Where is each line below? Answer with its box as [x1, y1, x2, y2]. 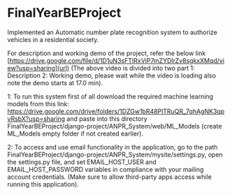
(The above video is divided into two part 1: [71, 64, 195, 72]
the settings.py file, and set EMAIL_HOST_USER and [7, 157, 157, 166]
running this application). [7, 180, 79, 188]
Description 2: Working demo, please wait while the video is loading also [7, 71, 217, 80]
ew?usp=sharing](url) [7, 64, 70, 72]
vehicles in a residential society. [7, 35, 99, 43]
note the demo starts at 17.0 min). [7, 78, 103, 87]
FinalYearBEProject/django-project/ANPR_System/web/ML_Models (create [7, 122, 222, 130]
